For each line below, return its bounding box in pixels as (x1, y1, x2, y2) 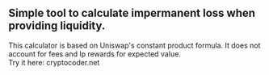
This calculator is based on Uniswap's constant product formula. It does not (8, 40, 261, 50)
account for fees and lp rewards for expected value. (8, 48, 182, 59)
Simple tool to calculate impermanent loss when (8, 6, 256, 20)
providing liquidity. (8, 19, 106, 33)
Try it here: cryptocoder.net (8, 57, 100, 67)
